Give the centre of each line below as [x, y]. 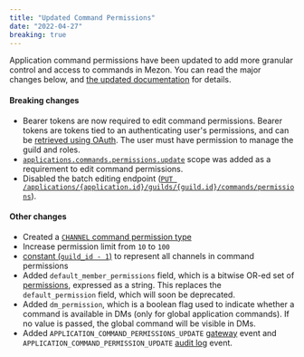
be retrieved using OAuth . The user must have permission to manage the [158, 140]
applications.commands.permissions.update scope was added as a [147, 159]
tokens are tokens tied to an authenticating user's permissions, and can [156, 130]
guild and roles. [52, 150]
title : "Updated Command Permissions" [82, 18]
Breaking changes [44, 100]
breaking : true [38, 34]
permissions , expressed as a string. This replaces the [122, 285]
